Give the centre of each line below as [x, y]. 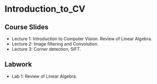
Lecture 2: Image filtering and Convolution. [55, 44]
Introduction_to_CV [45, 9]
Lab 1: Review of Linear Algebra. [44, 76]
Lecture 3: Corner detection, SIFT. [46, 49]
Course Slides [27, 27]
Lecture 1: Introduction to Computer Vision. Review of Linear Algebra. [82, 39]
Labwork [18, 64]
